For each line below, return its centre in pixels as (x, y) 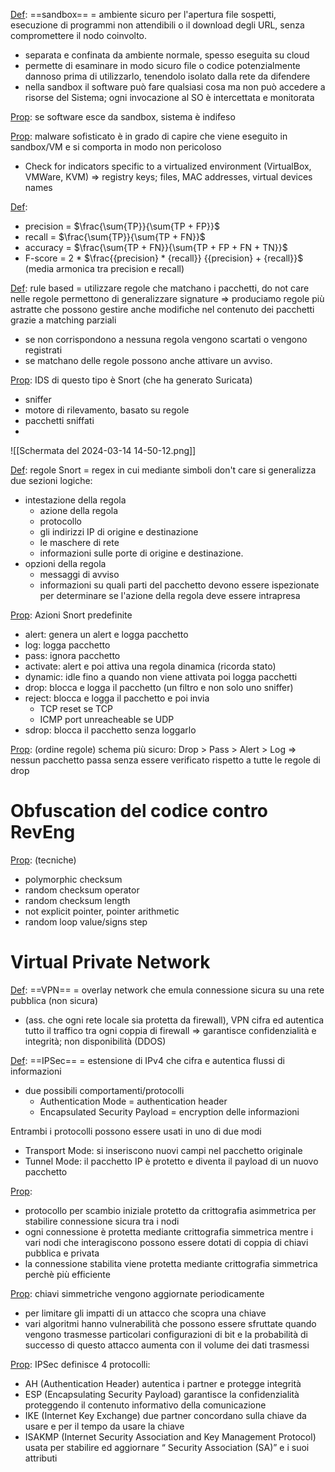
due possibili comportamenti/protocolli (104, 1090)
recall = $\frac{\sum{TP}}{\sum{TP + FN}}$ (115, 237)
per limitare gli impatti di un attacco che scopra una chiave (145, 1313)
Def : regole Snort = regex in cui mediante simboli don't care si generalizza (163, 470)
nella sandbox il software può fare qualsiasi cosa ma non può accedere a (175, 87)
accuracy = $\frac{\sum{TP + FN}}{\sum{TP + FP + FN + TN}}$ (156, 247)
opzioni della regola (65, 563)
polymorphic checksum (73, 879)
